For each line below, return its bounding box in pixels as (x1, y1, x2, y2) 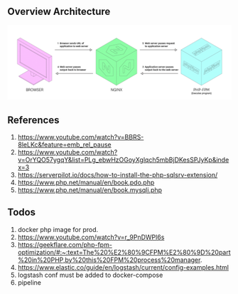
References (7, 114, 60, 126)
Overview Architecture (7, 6, 111, 18)
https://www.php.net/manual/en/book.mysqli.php (17, 185, 162, 194)
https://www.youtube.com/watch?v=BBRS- (17, 132, 144, 141)
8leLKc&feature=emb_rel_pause (17, 140, 112, 149)
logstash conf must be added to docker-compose (17, 271, 163, 279)
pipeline (17, 278, 41, 287)
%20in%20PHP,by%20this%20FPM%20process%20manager (17, 256, 201, 264)
